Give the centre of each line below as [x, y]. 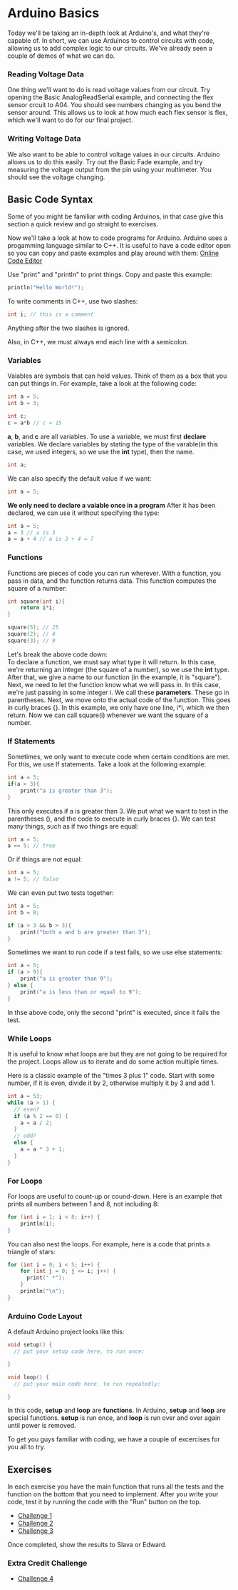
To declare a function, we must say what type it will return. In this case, [112, 661]
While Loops [30, 1039]
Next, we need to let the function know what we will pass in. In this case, [114, 684]
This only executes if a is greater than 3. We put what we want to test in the [118, 811]
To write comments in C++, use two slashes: [73, 301]
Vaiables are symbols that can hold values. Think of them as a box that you [117, 376]
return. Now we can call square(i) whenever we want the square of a [108, 715]
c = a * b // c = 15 [35, 423]
